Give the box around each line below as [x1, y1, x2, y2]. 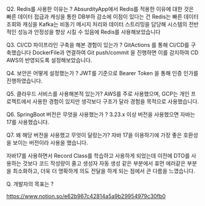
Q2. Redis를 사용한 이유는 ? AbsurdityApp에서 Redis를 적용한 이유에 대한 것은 [6, 6, 194, 12]
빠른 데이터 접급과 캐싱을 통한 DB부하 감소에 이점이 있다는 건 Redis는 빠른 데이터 [6, 13, 199, 20]
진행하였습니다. [6, 77, 43, 84]
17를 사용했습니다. [6, 119, 50, 125]
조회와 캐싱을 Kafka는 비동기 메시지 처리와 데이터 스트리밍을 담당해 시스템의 [6, 21, 188, 28]
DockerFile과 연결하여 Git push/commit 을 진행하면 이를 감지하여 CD [32, 49, 199, 56]
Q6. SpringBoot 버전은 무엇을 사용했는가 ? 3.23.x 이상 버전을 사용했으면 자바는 [6, 111, 196, 118]
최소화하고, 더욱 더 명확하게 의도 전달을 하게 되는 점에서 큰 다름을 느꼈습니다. [12, 167, 196, 174]
